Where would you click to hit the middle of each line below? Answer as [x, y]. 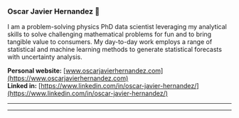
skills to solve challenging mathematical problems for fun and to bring [110, 34]
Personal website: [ [37, 71]
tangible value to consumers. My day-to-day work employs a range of [110, 42]
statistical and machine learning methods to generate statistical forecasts [115, 50]
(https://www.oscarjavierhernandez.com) [68, 78]
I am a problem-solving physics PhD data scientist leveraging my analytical [117, 27]
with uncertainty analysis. [45, 57]
